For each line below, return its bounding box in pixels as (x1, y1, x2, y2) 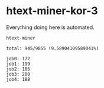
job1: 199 (6, 61, 31, 67)
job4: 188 (6, 76, 31, 82)
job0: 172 (6, 56, 31, 61)
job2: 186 (6, 66, 31, 72)
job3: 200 (6, 71, 31, 77)
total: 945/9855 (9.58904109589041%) (6, 45, 99, 51)
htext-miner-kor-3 (6, 4, 98, 18)
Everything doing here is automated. (6, 24, 95, 31)
